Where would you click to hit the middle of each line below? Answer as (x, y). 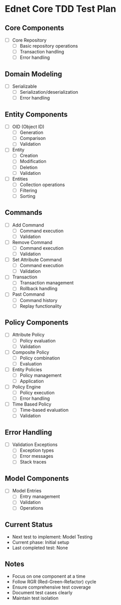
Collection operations (42, 185)
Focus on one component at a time (49, 576)
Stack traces (33, 462)
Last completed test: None (40, 548)
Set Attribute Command (37, 260)
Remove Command (32, 242)
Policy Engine (27, 387)
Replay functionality (41, 306)
